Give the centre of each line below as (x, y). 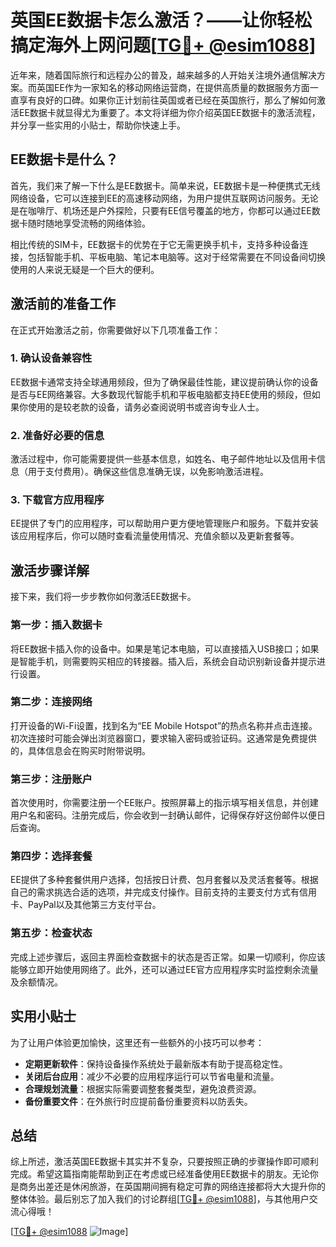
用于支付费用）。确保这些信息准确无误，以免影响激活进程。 (148, 472)
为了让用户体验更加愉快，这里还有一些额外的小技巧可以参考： (137, 1042)
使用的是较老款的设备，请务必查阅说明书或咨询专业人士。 (146, 407)
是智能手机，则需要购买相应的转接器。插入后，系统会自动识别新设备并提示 (163, 661)
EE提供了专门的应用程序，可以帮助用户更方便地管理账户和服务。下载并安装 (164, 523)
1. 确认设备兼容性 (51, 358)
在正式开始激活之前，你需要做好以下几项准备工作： (115, 330)
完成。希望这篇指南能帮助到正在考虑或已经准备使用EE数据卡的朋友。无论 (160, 1174)
